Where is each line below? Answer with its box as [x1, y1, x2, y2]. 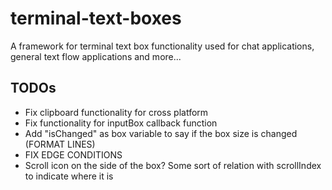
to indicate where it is [24, 170, 114, 182]
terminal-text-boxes [10, 7, 182, 30]
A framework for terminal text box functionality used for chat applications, [10, 40, 315, 52]
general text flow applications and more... [10, 50, 182, 62]
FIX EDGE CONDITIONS [24, 148, 123, 161]
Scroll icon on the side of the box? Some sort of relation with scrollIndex [24, 159, 322, 171]
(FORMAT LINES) [24, 138, 96, 150]
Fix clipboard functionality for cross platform [24, 106, 209, 118]
